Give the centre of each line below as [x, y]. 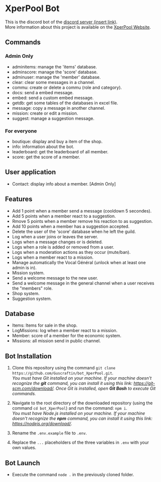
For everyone [21, 131]
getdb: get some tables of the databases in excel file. [65, 103]
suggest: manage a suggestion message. [53, 118]
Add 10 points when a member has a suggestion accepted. [71, 226]
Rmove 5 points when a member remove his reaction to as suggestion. [82, 221]
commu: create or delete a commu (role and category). [67, 87]
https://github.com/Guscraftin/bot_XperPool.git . [63, 373]
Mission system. [28, 273]
